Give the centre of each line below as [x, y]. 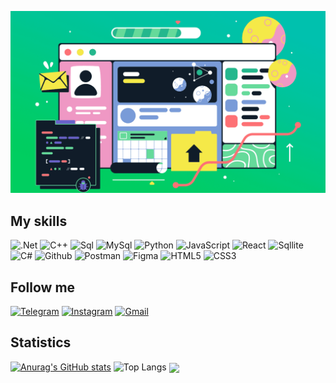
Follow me [43, 287]
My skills [39, 221]
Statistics [41, 342]
